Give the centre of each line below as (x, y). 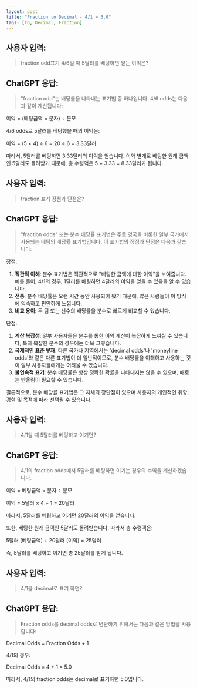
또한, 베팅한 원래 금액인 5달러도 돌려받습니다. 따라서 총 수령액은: (79, 528)
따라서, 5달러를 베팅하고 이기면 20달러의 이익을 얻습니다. (71, 515)
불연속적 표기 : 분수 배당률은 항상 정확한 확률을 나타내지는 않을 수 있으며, (96, 372)
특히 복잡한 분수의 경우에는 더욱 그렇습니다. (72, 343)
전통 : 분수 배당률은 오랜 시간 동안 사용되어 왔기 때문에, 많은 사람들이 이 (95, 296)
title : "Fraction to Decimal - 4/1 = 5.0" (59, 17)
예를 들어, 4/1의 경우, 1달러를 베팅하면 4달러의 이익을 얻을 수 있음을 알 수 (97, 281)
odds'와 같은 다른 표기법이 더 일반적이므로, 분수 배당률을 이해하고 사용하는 (99, 358)
